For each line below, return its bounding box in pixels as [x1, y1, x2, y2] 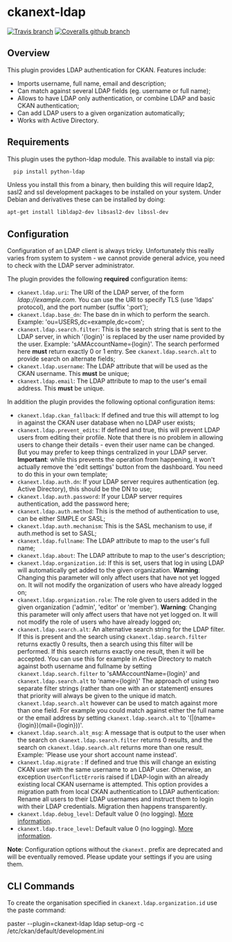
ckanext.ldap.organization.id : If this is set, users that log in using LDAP [17, 559, 225, 567]
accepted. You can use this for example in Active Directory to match [17, 654, 212, 663]
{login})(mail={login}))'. [17, 721, 84, 729]
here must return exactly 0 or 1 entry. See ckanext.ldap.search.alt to [17, 347, 217, 356]
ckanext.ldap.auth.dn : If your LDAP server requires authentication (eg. [17, 477, 220, 486]
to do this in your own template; [17, 470, 108, 479]
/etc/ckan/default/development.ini [7, 927, 105, 935]
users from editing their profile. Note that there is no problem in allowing [17, 433, 224, 442]
